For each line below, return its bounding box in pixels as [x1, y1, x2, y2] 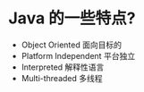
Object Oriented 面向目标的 [21, 39, 123, 50]
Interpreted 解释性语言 [21, 62, 105, 72]
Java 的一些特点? [8, 8, 136, 29]
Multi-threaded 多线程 [21, 72, 104, 83]
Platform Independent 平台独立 [21, 50, 136, 61]
